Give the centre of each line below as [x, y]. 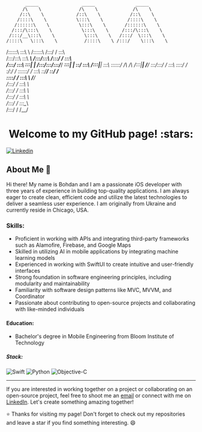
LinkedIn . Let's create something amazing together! [70, 402]
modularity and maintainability [52, 284]
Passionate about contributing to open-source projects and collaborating [105, 303]
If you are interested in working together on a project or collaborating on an [99, 389]
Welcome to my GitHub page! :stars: [101, 134]
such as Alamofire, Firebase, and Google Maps [73, 245]
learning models [35, 258]
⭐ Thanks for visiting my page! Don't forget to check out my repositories [96, 414]
